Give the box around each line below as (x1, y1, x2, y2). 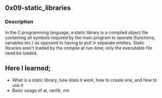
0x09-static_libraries (5, 4, 71, 12)
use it (12, 82, 23, 88)
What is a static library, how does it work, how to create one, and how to (12, 77, 157, 83)
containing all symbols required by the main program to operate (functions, (5, 34, 156, 40)
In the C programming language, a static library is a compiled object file (5, 29, 148, 35)
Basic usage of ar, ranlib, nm (12, 87, 70, 93)
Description (5, 18, 34, 25)
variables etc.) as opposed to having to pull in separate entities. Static (5, 40, 145, 46)
